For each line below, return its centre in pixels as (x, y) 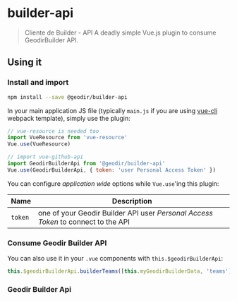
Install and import (38, 83)
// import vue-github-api (45, 157)
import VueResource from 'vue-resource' (68, 138)
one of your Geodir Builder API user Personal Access (125, 213)
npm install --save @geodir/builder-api (68, 97)
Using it (25, 63)
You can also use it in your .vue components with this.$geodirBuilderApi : (115, 259)
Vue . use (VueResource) (39, 144)
